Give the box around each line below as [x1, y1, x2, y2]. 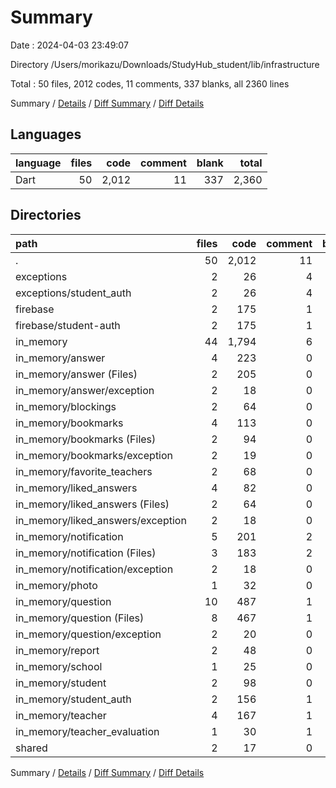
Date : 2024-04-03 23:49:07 [10, 39, 129, 51]
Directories [10, 207, 82, 224]
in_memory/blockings [15, 399, 117, 413]
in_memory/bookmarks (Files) [15, 432, 157, 446]
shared [15, 741, 48, 755]
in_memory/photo [15, 578, 98, 592]
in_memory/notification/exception [15, 562, 174, 576]
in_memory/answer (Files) [15, 367, 138, 381]
